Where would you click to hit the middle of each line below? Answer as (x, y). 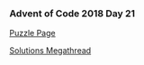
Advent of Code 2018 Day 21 (72, 14)
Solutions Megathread (50, 51)
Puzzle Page (32, 33)
